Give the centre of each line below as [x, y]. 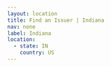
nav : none [22, 27]
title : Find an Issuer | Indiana [56, 20]
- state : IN [31, 46]
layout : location [32, 14]
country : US [37, 53]
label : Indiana [29, 33]
